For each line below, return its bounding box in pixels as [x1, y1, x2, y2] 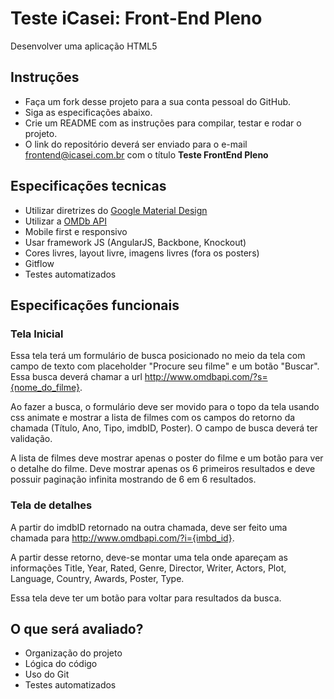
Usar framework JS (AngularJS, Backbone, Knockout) [24, 236, 247, 248]
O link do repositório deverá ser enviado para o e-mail [24, 138, 248, 150]
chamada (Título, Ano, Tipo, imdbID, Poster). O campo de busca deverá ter [10, 422, 318, 434]
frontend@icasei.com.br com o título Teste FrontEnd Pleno [24, 148, 269, 161]
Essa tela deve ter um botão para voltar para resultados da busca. [10, 592, 282, 604]
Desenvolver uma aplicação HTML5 [10, 40, 158, 52]
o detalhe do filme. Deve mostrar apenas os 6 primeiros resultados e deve [10, 463, 316, 475]
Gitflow [24, 257, 55, 269]
